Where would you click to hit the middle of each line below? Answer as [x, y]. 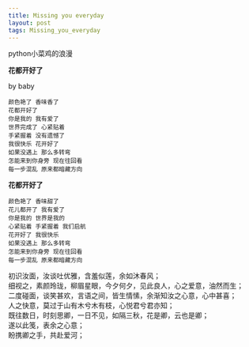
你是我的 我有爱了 [34, 119]
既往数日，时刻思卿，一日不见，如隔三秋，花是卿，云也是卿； [109, 315]
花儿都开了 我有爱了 [37, 210]
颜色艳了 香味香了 [34, 102]
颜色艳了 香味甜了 [34, 202]
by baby [21, 86]
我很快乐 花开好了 [34, 144]
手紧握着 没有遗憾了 [37, 136]
